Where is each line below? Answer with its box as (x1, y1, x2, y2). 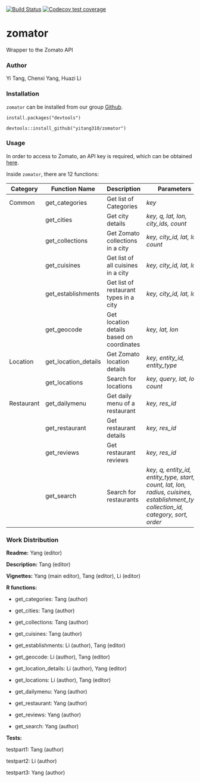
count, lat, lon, (146, 481, 186, 489)
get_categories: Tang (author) (14, 596, 88, 603)
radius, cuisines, (146, 488, 192, 496)
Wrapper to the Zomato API (6, 46, 73, 53)
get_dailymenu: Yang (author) (14, 688, 87, 695)
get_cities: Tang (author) (14, 607, 75, 614)
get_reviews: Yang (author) (14, 711, 82, 719)
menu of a (107, 399, 135, 407)
